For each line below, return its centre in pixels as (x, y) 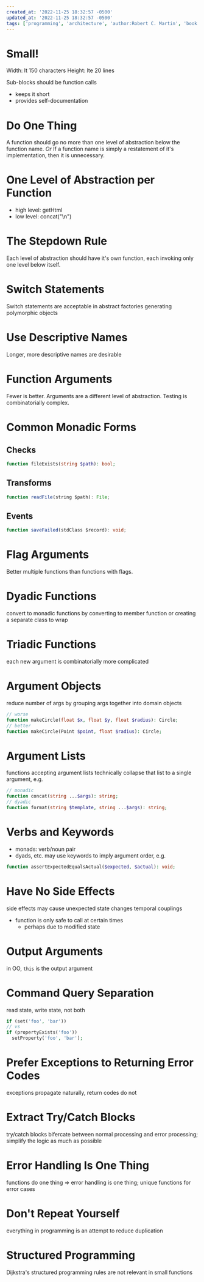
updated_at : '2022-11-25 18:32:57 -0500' (60, 18)
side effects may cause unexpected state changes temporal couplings (94, 908)
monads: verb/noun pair (45, 849)
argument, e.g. (25, 779)
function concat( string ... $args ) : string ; (62, 796)
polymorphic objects (32, 313)
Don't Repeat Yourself (63, 1213)
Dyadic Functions (51, 596)
